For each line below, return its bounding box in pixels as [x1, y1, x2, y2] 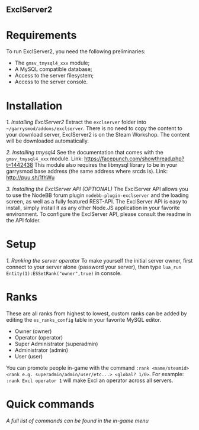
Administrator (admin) [14, 347, 69, 354]
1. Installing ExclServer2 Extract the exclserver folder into [6, 118, 147, 126]
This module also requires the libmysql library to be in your [34, 161, 178, 169]
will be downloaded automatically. [6, 137, 89, 144]
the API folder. [6, 217, 41, 224]
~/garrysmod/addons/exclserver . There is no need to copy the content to [6, 125, 182, 132]
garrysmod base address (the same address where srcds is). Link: [6, 168, 168, 175]
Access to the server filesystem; [14, 72, 94, 79]
